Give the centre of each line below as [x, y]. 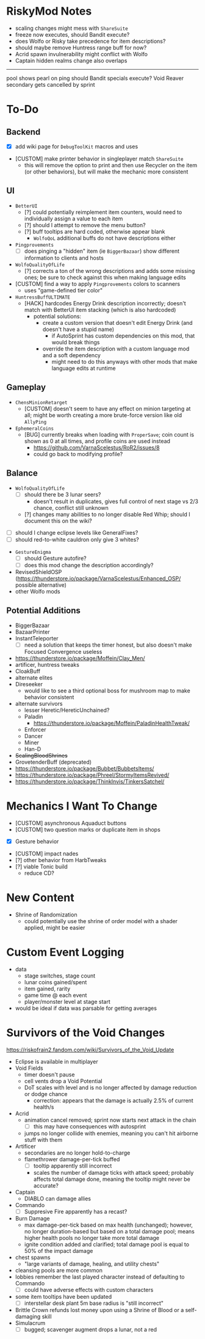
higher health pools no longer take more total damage [92, 1238]
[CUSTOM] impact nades [47, 854]
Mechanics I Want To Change [82, 806]
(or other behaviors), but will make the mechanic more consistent [106, 172]
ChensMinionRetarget [41, 402]
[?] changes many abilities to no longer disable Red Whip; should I [107, 514]
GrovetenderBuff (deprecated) [53, 762]
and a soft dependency [71, 355]
